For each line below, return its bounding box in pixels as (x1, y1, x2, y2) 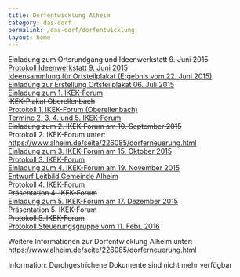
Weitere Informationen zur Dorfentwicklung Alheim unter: (8, 237, 193, 246)
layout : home (8, 33, 51, 42)
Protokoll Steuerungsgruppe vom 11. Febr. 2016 (8, 221, 161, 231)
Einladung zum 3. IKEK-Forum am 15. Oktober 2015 (8, 147, 173, 156)
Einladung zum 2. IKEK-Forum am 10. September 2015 (8, 122, 182, 131)
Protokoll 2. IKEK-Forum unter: (8, 130, 106, 140)
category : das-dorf (8, 19, 72, 27)
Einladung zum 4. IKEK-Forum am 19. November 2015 (8, 163, 180, 173)
